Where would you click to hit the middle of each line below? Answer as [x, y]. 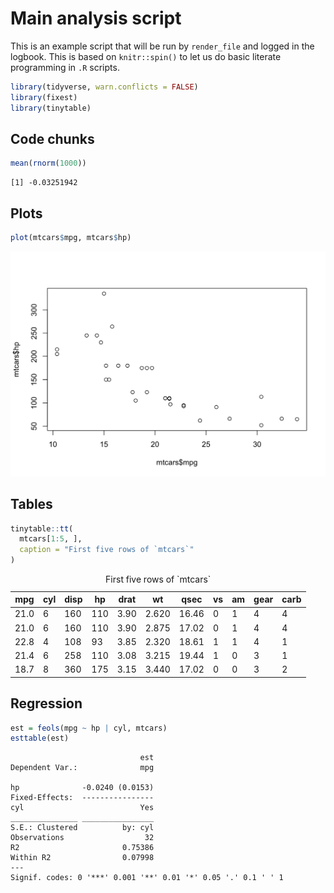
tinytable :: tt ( [42, 528]
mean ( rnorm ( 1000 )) [48, 163]
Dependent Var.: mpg [82, 768]
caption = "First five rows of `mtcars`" [107, 550]
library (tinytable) [51, 108]
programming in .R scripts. [65, 67]
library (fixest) [44, 97]
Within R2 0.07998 [82, 858]
